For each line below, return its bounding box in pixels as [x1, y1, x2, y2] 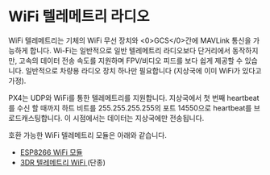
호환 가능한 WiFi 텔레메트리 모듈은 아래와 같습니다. [8, 130, 168, 140]
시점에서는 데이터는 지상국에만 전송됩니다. [72, 113, 205, 123]
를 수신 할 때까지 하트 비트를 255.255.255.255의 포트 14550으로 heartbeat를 [8, 102, 252, 113]
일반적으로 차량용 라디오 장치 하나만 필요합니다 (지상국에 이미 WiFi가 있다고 [25, 65, 262, 75]
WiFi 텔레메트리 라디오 [8, 7, 151, 26]
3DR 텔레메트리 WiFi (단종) [19, 157, 106, 167]
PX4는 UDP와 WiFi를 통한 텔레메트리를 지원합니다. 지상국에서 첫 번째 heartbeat [8, 93, 260, 102]
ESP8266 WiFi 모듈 [19, 147, 83, 157]
